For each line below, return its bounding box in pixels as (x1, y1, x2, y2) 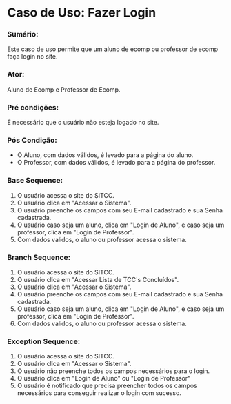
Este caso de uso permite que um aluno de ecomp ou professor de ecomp (7, 45, 219, 53)
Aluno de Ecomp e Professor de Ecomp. (7, 85, 121, 94)
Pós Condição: (7, 136, 57, 145)
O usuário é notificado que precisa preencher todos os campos (17, 381, 198, 390)
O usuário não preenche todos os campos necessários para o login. (17, 367, 210, 375)
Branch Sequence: (7, 252, 71, 262)
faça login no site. (7, 52, 58, 61)
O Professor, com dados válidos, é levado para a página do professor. (17, 159, 216, 167)
